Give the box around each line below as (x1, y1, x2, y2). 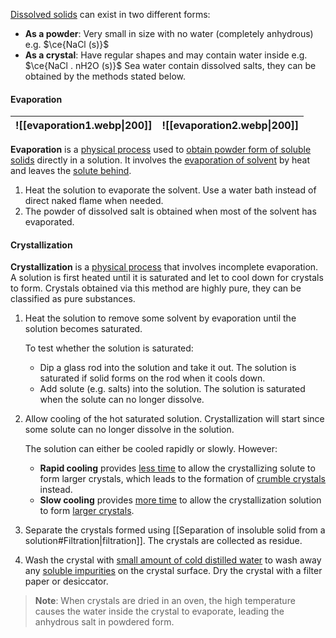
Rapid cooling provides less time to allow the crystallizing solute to (39, 462, 316, 474)
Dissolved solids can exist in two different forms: (10, 9, 211, 20)
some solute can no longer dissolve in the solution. (24, 424, 235, 436)
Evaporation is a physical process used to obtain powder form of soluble (10, 144, 312, 156)
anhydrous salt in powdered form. (34, 616, 175, 628)
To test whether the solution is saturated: (24, 342, 194, 354)
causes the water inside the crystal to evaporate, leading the (34, 605, 285, 618)
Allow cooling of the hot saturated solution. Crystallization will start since (24, 413, 325, 425)
